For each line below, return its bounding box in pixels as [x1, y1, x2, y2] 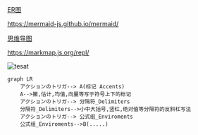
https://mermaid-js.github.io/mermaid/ [7, 20, 119, 28]
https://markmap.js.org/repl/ [7, 48, 89, 57]
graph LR [7, 76, 33, 83]
